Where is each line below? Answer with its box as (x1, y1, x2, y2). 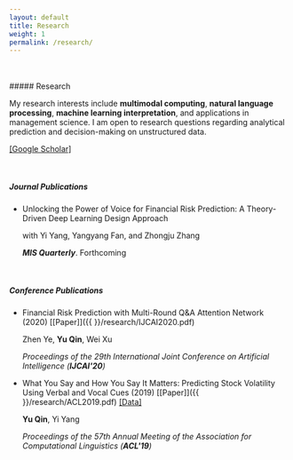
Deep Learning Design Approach (48, 213, 169, 224)
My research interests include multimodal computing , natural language (9, 99, 273, 109)
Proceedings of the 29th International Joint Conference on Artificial (21, 352, 270, 362)
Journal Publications (9, 181, 89, 192)
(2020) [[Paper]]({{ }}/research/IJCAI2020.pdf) (21, 317, 195, 328)
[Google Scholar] (9, 144, 72, 155)
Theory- (246, 203, 277, 214)
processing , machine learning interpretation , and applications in (9, 107, 249, 118)
